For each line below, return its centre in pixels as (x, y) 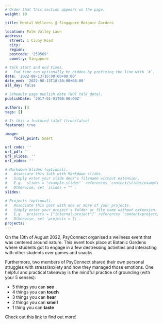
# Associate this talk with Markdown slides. (54, 174)
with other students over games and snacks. (49, 252)
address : (14, 36)
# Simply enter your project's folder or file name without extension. (81, 210)
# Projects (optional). (29, 201)
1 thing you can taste (33, 307)
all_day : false (20, 85)
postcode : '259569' (29, 54)
